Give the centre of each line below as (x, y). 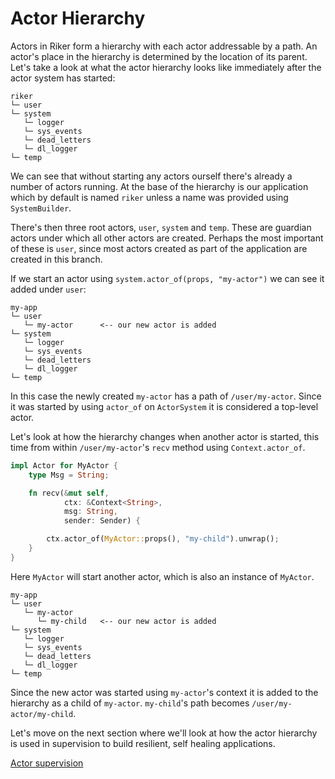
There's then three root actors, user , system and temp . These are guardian (161, 227)
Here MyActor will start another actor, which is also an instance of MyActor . (162, 576)
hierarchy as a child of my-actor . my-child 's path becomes (130, 703)
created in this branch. (56, 259)
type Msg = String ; (69, 475)
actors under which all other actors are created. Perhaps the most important (167, 238)
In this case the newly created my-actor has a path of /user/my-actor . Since (166, 396)
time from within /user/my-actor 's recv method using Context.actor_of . (158, 447)
